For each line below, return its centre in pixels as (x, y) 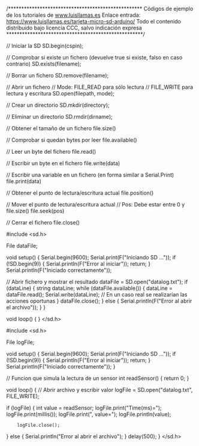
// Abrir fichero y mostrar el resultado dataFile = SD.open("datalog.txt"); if (97, 282)
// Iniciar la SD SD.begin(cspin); (45, 46)
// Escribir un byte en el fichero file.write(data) (63, 163)
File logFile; (20, 342)
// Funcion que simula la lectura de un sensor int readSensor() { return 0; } (98, 378)
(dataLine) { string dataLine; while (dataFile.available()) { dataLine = (89, 288)
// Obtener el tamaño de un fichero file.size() (61, 128)
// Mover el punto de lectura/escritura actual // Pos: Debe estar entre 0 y (96, 204)
